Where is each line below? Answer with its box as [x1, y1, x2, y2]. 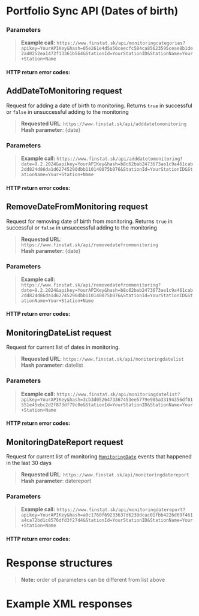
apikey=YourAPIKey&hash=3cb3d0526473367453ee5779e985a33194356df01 [20, 397, 193, 403]
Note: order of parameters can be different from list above [20, 576, 165, 583]
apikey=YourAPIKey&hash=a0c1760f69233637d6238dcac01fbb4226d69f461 [20, 512, 193, 518]
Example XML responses [6, 597, 133, 611]
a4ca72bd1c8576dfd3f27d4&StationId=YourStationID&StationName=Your [20, 517, 193, 524]
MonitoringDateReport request [6, 437, 124, 447]
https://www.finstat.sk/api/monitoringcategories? [56, 40, 186, 46]
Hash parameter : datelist [20, 361, 83, 369]
